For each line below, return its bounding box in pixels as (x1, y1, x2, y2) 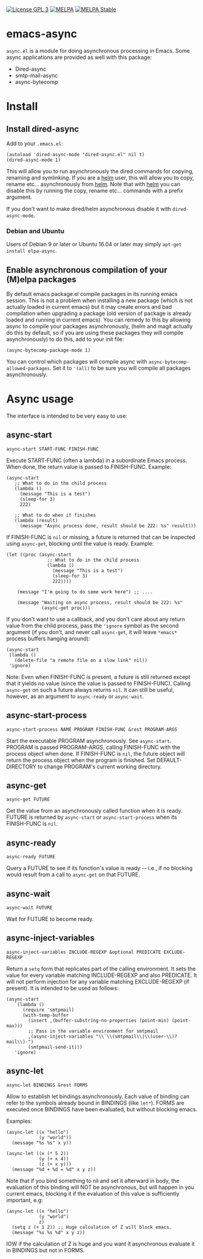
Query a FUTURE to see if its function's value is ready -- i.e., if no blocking (6, 864, 193, 872)
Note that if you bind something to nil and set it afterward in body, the (6, 1177, 180, 1184)
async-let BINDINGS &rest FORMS (6, 1082, 88, 1088)
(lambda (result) (14, 517, 59, 523)
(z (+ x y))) (38, 1161, 72, 1167)
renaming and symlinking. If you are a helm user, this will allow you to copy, (6, 174, 195, 181)
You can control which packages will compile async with (6, 358, 147, 365)
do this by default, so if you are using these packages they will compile (6, 329, 184, 337)
